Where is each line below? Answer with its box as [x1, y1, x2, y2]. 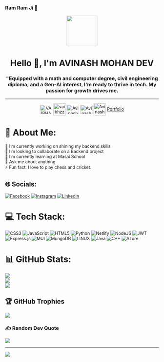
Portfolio [107, 106, 124, 112]
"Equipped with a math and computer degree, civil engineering [6, 75, 158, 82]
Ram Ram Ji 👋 [5, 4, 38, 11]
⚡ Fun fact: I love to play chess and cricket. [5, 164, 92, 170]
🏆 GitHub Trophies [5, 297, 65, 305]
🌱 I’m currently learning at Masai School [5, 153, 85, 159]
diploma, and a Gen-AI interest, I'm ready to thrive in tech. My [7, 81, 157, 88]
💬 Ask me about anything [5, 158, 56, 165]
